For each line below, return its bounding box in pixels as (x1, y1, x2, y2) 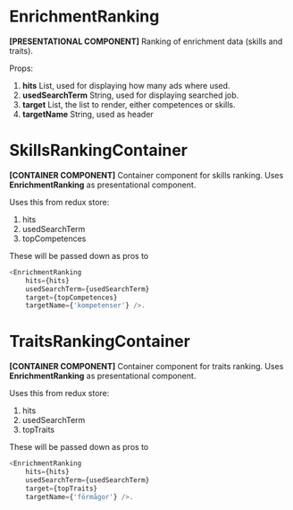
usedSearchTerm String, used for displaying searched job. (21, 90, 239, 100)
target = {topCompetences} (25, 293, 118, 302)
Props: (9, 63, 34, 73)
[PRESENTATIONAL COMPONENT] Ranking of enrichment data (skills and (9, 36, 283, 47)
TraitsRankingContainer (9, 332, 190, 351)
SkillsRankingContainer (9, 141, 188, 160)
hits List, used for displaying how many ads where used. (21, 80, 230, 91)
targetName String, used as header (21, 108, 154, 119)
